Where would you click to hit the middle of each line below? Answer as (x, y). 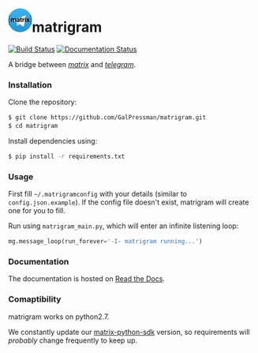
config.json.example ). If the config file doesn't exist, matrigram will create (129, 202)
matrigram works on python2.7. (59, 317)
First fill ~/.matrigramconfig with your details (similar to (98, 194)
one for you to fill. (37, 211)
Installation (30, 84)
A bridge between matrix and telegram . (72, 64)
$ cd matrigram (33, 126)
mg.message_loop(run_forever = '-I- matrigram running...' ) (105, 242)
